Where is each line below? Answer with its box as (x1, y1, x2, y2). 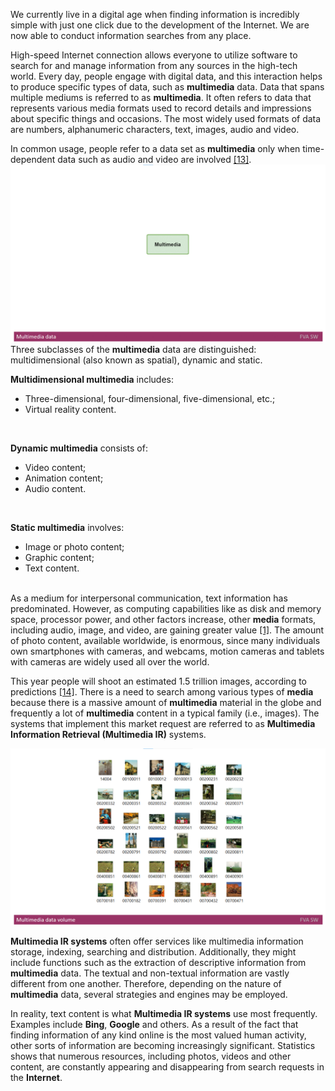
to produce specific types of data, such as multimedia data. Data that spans (10, 81, 325, 93)
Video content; (24, 461, 87, 473)
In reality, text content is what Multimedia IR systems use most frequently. (10, 1008, 318, 1019)
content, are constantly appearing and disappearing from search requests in (10, 1061, 325, 1073)
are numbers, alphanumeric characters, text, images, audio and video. (10, 124, 300, 135)
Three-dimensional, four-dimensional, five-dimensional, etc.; (24, 392, 276, 404)
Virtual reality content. (24, 403, 117, 415)
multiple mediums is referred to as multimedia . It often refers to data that (10, 92, 312, 103)
